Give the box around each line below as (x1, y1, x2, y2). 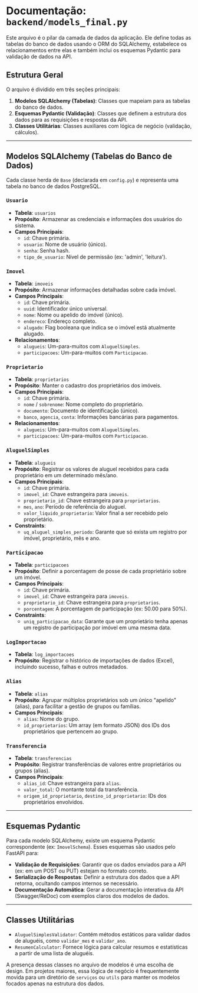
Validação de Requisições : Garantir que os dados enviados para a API (14, 861, 187, 868)
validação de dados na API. (6, 53, 72, 60)
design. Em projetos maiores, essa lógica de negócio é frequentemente (6, 967, 180, 974)
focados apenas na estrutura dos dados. (6, 980, 105, 987)
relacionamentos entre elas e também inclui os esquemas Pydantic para (6, 46, 181, 54)
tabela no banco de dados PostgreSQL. (6, 182, 102, 190)
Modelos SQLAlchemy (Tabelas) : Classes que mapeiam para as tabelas (14, 97, 190, 104)
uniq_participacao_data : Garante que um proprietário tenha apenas (23, 618, 188, 625)
